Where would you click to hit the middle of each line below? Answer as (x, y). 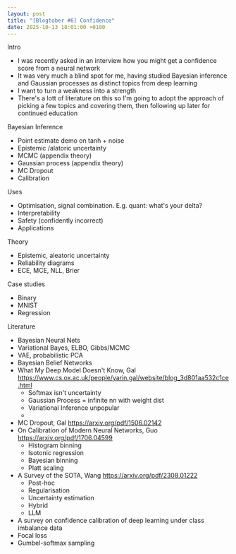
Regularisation (49, 490)
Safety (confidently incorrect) (60, 220)
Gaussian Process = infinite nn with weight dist (96, 401)
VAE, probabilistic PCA (50, 355)
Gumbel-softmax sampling (56, 543)
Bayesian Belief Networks (55, 363)
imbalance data (40, 528)
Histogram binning (55, 445)
